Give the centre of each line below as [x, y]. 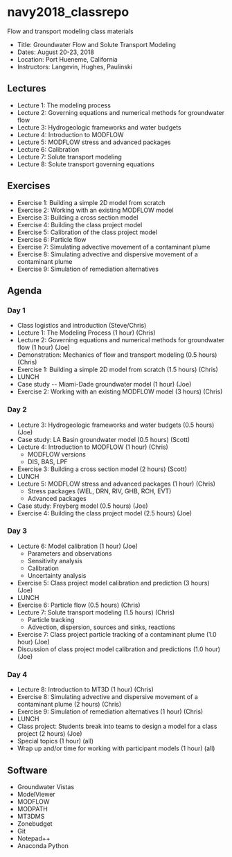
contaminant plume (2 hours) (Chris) [69, 705]
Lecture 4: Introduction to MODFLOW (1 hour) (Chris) [92, 447]
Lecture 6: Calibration [48, 149]
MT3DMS [31, 816]
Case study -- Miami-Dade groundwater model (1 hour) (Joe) [104, 385]
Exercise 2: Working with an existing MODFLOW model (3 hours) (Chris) [120, 391]
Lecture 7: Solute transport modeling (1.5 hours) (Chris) [96, 612]
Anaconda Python [43, 845]
